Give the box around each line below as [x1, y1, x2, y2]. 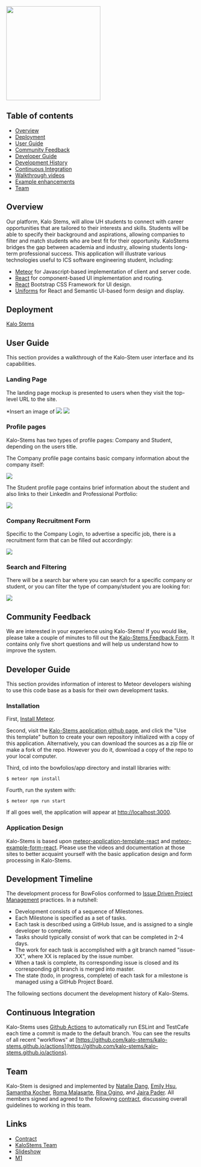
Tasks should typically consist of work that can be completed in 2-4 [14, 933, 184, 941]
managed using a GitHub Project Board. [14, 978, 114, 986]
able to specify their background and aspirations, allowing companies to [6, 231, 185, 238]
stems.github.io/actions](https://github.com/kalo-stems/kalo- [6, 1042, 158, 1050]
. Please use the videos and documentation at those [56, 844, 185, 851]
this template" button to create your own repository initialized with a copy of [6, 734, 194, 741]
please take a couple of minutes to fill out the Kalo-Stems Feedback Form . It [6, 634, 194, 642]
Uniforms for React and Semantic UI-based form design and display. [14, 287, 185, 294]
